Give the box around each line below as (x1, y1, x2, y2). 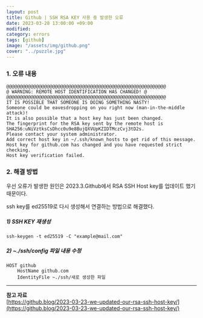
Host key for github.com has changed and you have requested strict (6, 142, 182, 148)
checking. (6, 147, 31, 153)
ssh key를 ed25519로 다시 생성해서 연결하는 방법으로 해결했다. (6, 203, 155, 210)
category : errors (6, 31, 50, 38)
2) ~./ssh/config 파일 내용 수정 (6, 247, 82, 254)
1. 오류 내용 (6, 69, 37, 78)
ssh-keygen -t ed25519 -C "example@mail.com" (6, 234, 123, 240)
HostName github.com (17, 268, 69, 274)
